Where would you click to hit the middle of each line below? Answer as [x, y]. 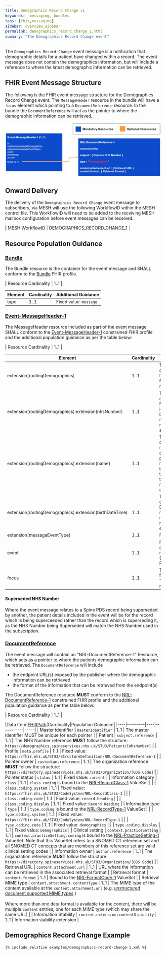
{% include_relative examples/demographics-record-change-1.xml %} [76, 947]
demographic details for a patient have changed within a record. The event [81, 57]
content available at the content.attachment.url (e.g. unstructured [73, 888]
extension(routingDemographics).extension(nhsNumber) [65, 411]
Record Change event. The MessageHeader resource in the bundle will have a [82, 100]
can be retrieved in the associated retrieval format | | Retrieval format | [77, 872]
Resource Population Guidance [54, 243]
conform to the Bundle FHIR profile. [41, 274]
